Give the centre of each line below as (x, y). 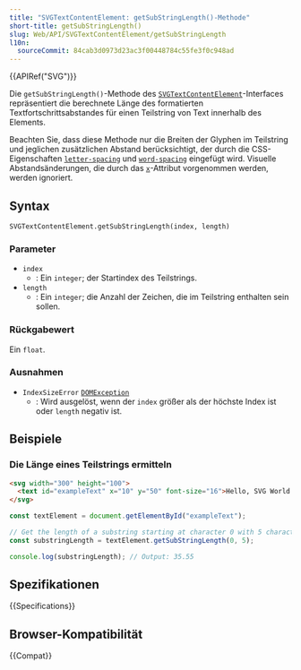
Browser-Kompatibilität (76, 634)
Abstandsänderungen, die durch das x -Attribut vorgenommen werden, (139, 168)
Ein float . (27, 349)
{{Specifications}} (43, 606)
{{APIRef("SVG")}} (43, 76)
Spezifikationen (55, 584)
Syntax (30, 206)
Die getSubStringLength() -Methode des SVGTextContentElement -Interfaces (146, 94)
